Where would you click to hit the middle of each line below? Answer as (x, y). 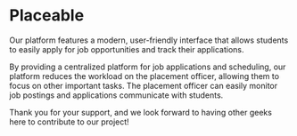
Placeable (47, 16)
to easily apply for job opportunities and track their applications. (127, 49)
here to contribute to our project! (69, 122)
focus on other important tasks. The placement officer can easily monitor (144, 85)
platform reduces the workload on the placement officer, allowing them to (144, 76)
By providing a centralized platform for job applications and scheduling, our (148, 67)
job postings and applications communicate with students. (116, 95)
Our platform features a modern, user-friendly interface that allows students (149, 40)
